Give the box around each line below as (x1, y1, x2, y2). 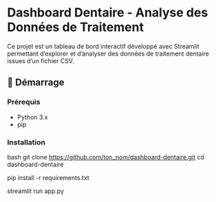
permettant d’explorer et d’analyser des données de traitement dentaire (7, 49, 210, 58)
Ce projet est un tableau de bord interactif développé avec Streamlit (7, 42, 199, 50)
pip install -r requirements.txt (7, 173, 89, 181)
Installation (7, 137, 46, 147)
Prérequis (7, 98, 41, 107)
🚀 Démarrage (7, 77, 65, 89)
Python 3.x (17, 113, 48, 121)
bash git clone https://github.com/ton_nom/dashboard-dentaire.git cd (7, 153, 205, 161)
